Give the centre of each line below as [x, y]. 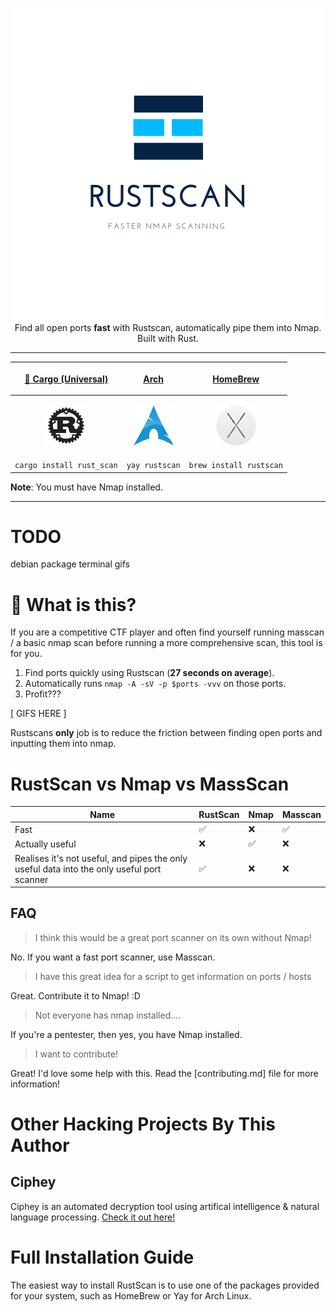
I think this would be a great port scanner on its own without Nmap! [173, 937]
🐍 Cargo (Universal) [66, 379]
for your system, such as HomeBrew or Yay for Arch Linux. [131, 1295]
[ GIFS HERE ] [38, 714]
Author [40, 1145]
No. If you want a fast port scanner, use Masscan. [113, 957]
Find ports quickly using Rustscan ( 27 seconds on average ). [149, 673]
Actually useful [45, 844]
